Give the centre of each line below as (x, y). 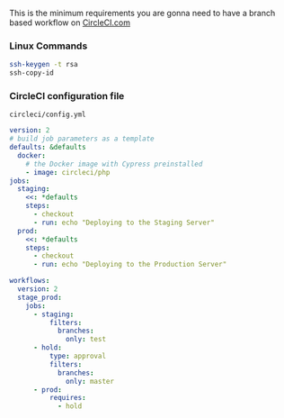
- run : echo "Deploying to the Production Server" (130, 265)
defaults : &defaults (48, 148)
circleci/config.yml (48, 115)
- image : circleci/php (68, 172)
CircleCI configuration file (67, 95)
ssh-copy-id (31, 73)
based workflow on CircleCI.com (70, 23)
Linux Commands (49, 46)
